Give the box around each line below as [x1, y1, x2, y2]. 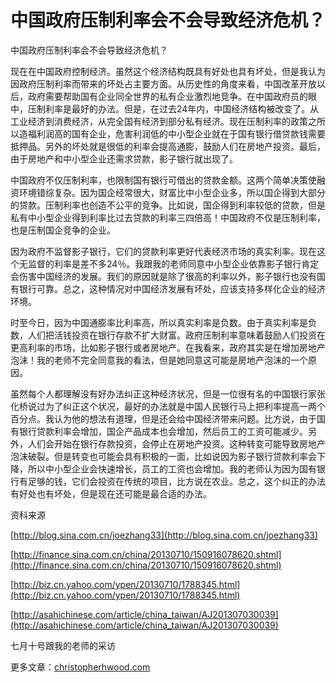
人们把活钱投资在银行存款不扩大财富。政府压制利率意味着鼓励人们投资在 [27, 329, 326, 341]
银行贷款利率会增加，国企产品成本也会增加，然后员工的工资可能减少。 [18, 425, 308, 437]
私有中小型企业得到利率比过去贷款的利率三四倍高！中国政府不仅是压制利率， [10, 211, 326, 223]
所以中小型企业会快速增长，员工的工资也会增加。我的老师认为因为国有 [27, 462, 317, 475]
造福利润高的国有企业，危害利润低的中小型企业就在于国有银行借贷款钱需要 [18, 127, 326, 140]
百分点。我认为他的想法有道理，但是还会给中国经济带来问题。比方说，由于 [10, 412, 317, 425]
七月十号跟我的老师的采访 [10, 639, 116, 651]
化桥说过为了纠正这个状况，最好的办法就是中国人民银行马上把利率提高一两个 [10, 400, 326, 412]
